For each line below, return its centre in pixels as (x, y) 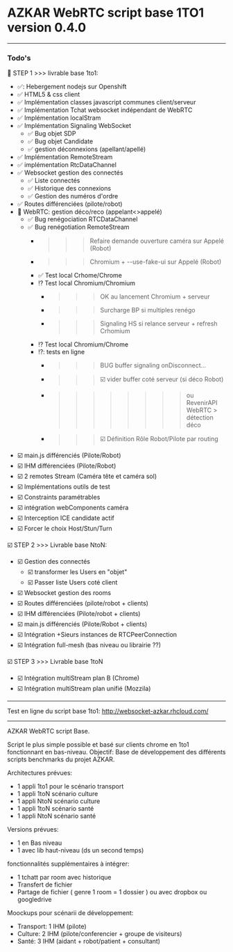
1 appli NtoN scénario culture (59, 801)
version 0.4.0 (47, 27)
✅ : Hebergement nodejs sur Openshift (72, 87)
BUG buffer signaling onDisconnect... (153, 365)
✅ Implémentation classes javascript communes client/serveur (106, 102)
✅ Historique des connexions (69, 189)
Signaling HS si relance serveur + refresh (159, 324)
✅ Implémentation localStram (59, 118)
